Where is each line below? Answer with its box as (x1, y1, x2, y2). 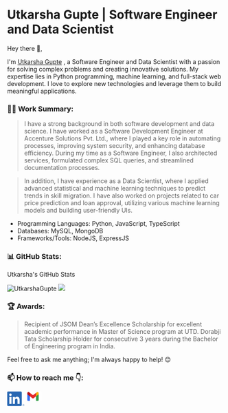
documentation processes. (23, 164, 100, 172)
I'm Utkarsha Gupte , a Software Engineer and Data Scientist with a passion (7, 57, 220, 65)
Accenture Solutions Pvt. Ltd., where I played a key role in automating (23, 134, 221, 142)
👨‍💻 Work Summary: (7, 104, 74, 114)
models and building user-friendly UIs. (23, 206, 133, 215)
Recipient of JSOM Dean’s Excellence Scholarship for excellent (23, 320, 203, 328)
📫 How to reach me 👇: (7, 372, 84, 382)
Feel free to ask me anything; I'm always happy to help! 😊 (7, 355, 172, 363)
